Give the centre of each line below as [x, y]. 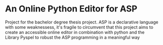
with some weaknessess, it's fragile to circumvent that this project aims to [79, 27]
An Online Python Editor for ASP [71, 9]
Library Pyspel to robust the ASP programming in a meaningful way [72, 37]
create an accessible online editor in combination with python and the [75, 32]
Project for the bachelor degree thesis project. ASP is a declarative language [82, 22]
